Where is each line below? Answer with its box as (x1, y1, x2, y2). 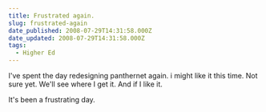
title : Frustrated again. (8, 11, 95, 20)
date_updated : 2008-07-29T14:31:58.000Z (8, 34, 146, 42)
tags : (8, 42, 26, 50)
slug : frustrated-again (8, 19, 88, 27)
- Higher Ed (15, 49, 56, 57)
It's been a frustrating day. (8, 95, 96, 104)
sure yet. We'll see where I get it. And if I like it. (8, 79, 163, 89)
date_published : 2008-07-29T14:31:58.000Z (8, 26, 152, 34)
